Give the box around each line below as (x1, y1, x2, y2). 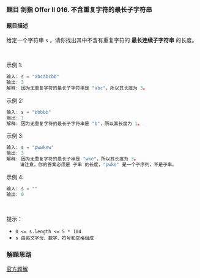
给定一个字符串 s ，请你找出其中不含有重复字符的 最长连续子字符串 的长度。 (6, 37, 198, 44)
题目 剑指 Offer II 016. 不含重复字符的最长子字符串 (6, 5, 152, 13)
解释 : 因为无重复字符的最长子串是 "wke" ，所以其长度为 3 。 (6, 156, 139, 162)
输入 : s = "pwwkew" (6, 145, 54, 151)
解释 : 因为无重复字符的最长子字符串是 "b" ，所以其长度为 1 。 (6, 121, 143, 127)
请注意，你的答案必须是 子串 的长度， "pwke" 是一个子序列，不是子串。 (20, 162, 177, 168)
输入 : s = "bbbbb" (6, 109, 51, 115)
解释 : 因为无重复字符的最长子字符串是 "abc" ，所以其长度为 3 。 (6, 85, 148, 91)
